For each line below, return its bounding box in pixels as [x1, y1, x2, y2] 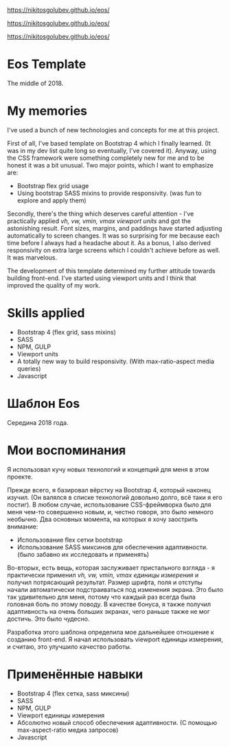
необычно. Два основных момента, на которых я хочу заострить [7, 515, 198, 523]
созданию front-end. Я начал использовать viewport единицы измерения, [7, 635, 223, 643]
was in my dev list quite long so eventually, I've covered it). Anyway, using [7, 146, 216, 154]
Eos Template [7, 56, 87, 72]
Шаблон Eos [7, 396, 80, 411]
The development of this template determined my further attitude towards [7, 266, 216, 275]
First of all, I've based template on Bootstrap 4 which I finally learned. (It [7, 139, 211, 147]
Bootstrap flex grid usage [16, 181, 89, 189]
